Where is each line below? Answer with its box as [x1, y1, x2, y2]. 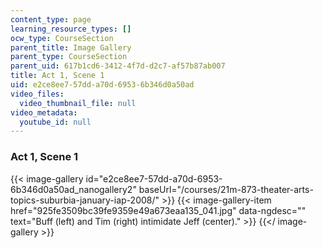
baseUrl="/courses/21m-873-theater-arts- [138, 183, 314, 195]
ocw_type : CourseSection [10, 33, 114, 43]
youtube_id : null [19, 117, 92, 127]
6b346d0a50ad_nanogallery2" [10, 183, 137, 195]
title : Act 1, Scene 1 [10, 71, 105, 81]
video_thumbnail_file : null [19, 98, 137, 108]
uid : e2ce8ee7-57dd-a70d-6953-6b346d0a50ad [10, 80, 195, 90]
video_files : [10, 89, 65, 99]
